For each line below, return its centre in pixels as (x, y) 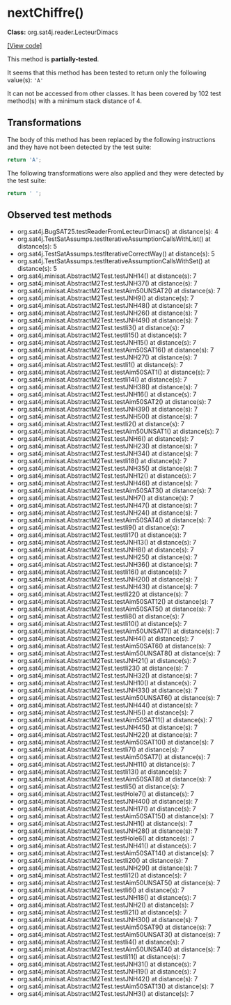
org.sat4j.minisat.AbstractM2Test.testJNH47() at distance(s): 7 (107, 506)
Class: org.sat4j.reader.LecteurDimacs (63, 32)
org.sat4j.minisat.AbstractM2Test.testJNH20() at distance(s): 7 (107, 579)
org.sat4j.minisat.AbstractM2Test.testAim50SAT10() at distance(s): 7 (115, 742)
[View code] (25, 45)
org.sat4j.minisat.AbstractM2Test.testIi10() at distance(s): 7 (102, 624)
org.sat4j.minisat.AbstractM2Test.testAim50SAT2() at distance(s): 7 (114, 402)
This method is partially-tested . (53, 59)
